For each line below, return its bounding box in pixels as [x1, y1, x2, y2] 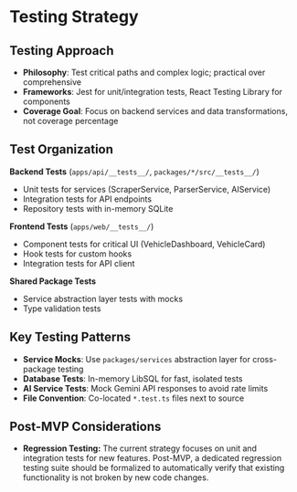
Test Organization [9, 141, 114, 157]
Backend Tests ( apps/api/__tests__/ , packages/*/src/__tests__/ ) [9, 166, 260, 177]
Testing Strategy [9, 6, 139, 27]
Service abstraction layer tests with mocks [22, 293, 184, 304]
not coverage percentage [22, 116, 119, 126]
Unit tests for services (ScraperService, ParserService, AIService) [22, 183, 271, 194]
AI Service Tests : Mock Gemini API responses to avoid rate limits [22, 382, 269, 393]
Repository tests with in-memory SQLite [22, 203, 174, 214]
